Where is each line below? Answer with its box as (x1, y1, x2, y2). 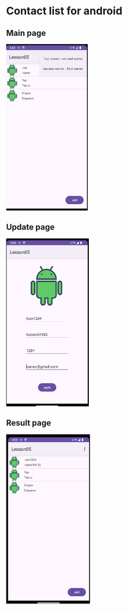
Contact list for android (6, 4, 123, 18)
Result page (6, 418, 52, 428)
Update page (6, 222, 55, 232)
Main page (6, 28, 46, 38)
